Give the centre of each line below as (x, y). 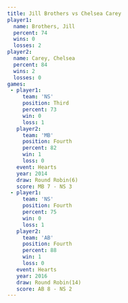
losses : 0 (27, 77)
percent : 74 (31, 33)
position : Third (46, 103)
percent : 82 (40, 148)
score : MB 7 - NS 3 (44, 187)
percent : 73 (40, 109)
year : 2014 (32, 174)
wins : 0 (24, 39)
